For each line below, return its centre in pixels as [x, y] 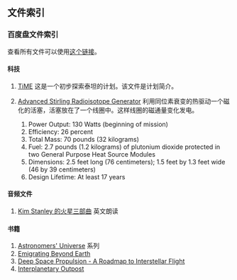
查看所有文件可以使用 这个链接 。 [54, 51]
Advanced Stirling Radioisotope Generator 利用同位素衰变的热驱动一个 [120, 101]
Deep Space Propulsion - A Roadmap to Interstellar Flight [101, 262]
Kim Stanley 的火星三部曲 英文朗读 [68, 211]
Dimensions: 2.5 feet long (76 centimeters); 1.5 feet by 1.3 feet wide [127, 162]
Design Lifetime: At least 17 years [77, 177]
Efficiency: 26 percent [61, 131]
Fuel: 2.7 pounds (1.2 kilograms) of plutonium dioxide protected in [124, 147]
